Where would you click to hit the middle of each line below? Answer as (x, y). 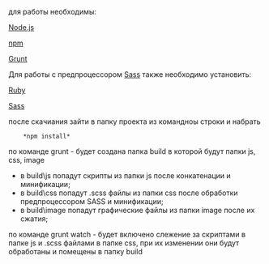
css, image (27, 160)
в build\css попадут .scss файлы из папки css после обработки (129, 193)
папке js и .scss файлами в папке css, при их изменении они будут (124, 243)
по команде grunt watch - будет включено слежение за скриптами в (127, 234)
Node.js (21, 27)
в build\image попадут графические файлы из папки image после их (137, 210)
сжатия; (34, 219)
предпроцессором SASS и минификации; (92, 201)
